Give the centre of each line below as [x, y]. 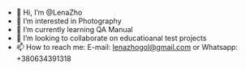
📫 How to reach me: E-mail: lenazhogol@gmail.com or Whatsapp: [127, 47]
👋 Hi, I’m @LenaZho [49, 12]
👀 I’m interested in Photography [69, 21]
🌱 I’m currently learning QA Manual [74, 29]
